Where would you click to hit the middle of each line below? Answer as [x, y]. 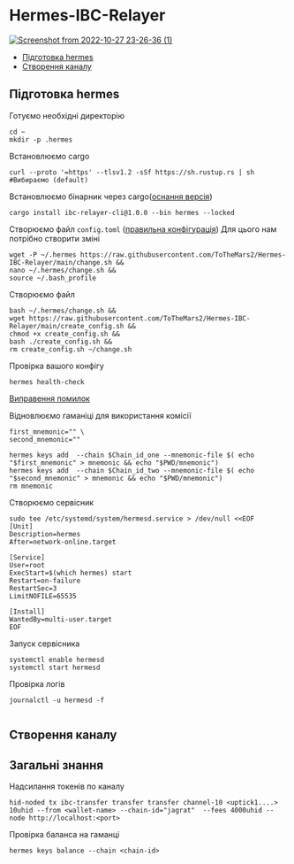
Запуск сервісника [45, 644]
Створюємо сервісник [52, 502]
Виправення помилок [50, 398]
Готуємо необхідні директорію [67, 115]
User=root [27, 565]
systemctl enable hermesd [57, 660]
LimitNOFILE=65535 [43, 596]
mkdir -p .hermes [41, 139]
